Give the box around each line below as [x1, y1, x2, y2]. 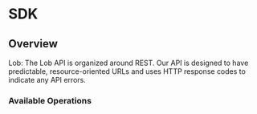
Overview [8, 37, 59, 51]
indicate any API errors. [8, 75, 86, 84]
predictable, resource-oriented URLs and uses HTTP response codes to [8, 67, 247, 76]
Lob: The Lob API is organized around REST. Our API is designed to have [8, 58, 249, 67]
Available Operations [8, 95, 92, 106]
